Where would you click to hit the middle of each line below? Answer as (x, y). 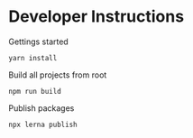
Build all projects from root (58, 75)
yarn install (33, 58)
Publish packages (41, 108)
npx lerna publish (43, 124)
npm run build (35, 91)
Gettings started (38, 41)
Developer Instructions (96, 17)
